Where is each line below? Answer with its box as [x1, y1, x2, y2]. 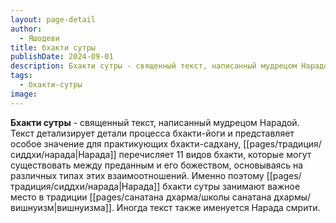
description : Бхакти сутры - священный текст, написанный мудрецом [10, 61, 298, 71]
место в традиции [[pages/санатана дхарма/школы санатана [10, 191, 272, 203]
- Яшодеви [19, 33, 60, 43]
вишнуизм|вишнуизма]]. [10, 201, 115, 213]
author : [10, 24, 43, 34]
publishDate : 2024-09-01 [10, 52, 114, 62]
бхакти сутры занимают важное [162, 180, 301, 192]
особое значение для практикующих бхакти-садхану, [10, 137, 242, 150]
